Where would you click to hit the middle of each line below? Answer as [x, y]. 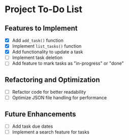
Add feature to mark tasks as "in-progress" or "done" [68, 63]
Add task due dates [33, 126]
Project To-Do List [43, 9]
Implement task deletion [37, 58]
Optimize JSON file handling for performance [59, 98]
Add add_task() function [38, 40]
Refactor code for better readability [49, 92]
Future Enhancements [41, 114]
